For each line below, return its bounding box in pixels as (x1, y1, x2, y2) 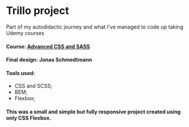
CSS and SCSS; (14, 83, 53, 90)
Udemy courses (6, 29, 44, 36)
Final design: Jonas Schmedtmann (6, 57, 92, 63)
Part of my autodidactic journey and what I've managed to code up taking (6, 23, 183, 30)
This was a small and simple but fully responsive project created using (6, 108, 181, 115)
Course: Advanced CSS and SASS (6, 43, 90, 50)
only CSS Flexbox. (6, 114, 51, 121)
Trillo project (6, 4, 69, 17)
